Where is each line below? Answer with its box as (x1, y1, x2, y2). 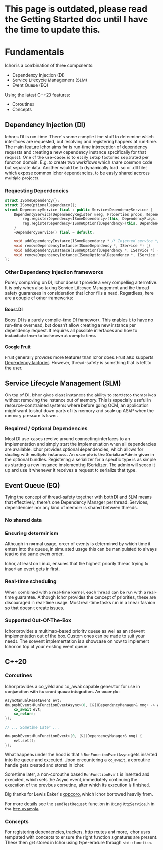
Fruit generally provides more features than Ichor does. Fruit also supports (5, 355, 154, 360)
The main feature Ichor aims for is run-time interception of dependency (5, 144, 147, 150)
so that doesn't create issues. (5, 605, 65, 611)
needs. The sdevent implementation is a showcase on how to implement (5, 638, 149, 644)
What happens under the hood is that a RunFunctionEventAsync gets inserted (5, 751, 157, 757)
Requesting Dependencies (5, 187, 69, 194)
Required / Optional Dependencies (5, 425, 88, 432)
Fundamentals (5, 46, 64, 58)
